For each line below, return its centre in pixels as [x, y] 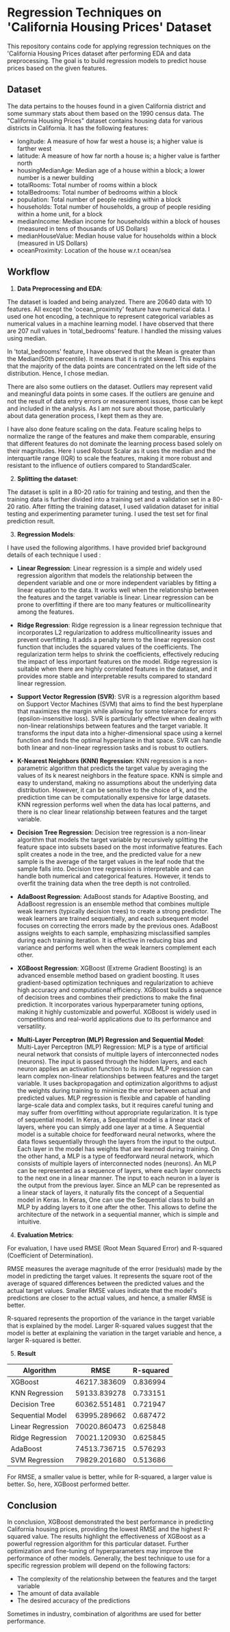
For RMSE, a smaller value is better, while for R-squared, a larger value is [110, 1476]
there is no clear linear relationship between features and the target [112, 812]
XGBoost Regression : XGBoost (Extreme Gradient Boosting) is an [109, 968]
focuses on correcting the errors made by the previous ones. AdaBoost [117, 926]
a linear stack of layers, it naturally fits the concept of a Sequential [110, 1192]
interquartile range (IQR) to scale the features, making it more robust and [110, 458]
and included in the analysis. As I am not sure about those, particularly [106, 408]
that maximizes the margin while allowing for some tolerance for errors [117, 711]
